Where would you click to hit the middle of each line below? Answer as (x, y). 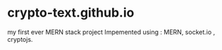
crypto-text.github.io (71, 13)
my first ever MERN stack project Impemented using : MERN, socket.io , (111, 32)
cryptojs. (20, 39)
